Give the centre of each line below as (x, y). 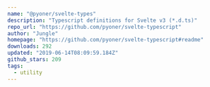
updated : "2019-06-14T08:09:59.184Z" (63, 53)
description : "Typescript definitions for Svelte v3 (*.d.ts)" (103, 20)
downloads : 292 (30, 46)
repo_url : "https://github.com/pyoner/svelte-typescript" (94, 27)
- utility (28, 72)
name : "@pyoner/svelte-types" (52, 14)
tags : (15, 66)
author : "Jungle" (33, 33)
